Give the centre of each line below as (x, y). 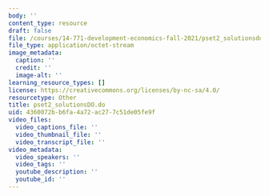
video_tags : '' (41, 165)
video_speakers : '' (48, 157)
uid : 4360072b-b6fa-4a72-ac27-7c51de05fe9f (82, 113)
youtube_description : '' (57, 172)
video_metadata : (35, 150)
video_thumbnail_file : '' (59, 134)
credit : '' (34, 68)
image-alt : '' (39, 75)
